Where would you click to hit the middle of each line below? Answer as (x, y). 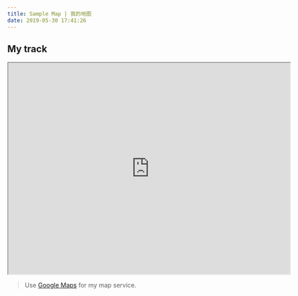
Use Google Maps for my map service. (80, 285)
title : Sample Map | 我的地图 (49, 14)
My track (27, 49)
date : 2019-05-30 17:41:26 (47, 20)
